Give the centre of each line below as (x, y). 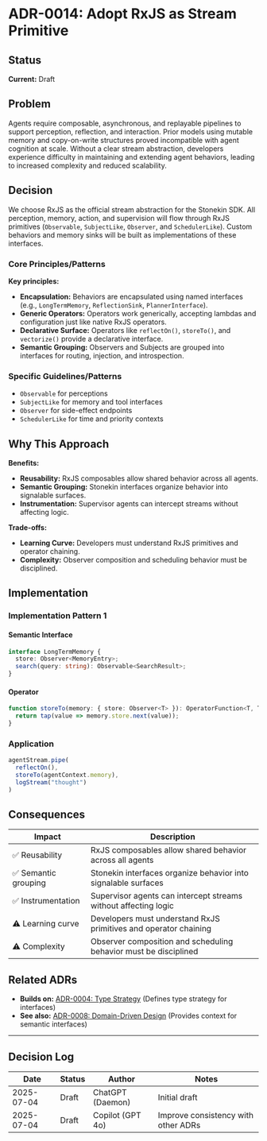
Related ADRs (43, 979)
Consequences (47, 814)
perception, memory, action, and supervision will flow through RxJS (119, 218)
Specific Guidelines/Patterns (65, 376)
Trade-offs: (28, 528)
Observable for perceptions (64, 393)
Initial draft (178, 1097)
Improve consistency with (206, 1115)
